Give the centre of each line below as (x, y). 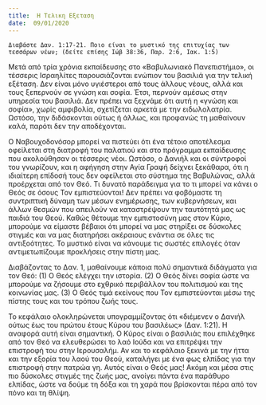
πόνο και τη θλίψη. (39, 392)
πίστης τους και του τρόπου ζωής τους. (73, 301)
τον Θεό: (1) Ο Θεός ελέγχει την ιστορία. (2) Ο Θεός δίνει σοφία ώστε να (129, 275)
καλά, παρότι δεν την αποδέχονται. (67, 126)
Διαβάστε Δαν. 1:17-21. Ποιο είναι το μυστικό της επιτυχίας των (119, 45)
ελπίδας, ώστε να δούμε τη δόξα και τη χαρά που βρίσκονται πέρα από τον (133, 384)
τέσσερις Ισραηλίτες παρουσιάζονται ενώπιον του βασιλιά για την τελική (131, 75)
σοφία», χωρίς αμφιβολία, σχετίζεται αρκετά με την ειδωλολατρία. (120, 109)
